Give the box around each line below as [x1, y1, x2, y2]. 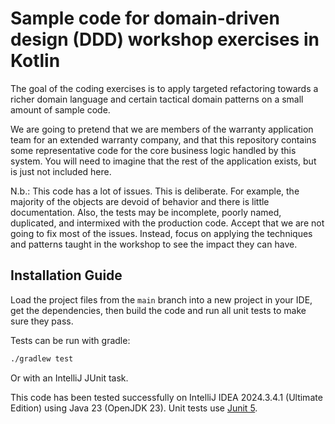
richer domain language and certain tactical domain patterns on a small [10, 93, 304, 105]
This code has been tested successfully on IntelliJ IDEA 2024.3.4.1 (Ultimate [10, 391, 323, 403]
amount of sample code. [10, 103, 111, 116]
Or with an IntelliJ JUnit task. [10, 372, 129, 384]
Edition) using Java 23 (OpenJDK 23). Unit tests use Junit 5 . [10, 402, 258, 414]
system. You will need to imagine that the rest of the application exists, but [10, 155, 317, 167]
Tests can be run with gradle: [10, 334, 131, 346]
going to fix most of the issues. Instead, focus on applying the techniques [10, 227, 313, 239]
